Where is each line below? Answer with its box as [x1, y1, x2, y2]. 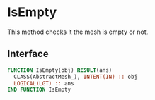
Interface [7, 48, 49, 60]
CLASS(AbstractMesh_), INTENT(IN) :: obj [13, 73, 138, 80]
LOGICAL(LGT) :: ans [13, 80, 74, 87]
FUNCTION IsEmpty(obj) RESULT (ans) [7, 66, 113, 74]
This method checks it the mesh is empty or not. [7, 27, 149, 36]
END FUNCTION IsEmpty [7, 86, 71, 94]
